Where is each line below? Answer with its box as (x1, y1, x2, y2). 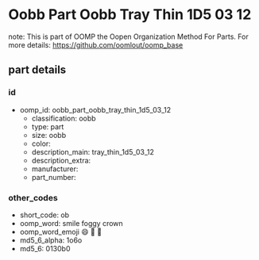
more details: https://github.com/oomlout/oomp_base (8, 40, 184, 49)
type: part (31, 121, 64, 132)
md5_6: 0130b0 (19, 243, 71, 253)
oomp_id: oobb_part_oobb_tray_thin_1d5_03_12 (19, 105, 172, 114)
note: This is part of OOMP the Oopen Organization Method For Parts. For (8, 32, 249, 41)
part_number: (31, 172, 76, 182)
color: (31, 139, 52, 148)
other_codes (8, 192, 58, 203)
